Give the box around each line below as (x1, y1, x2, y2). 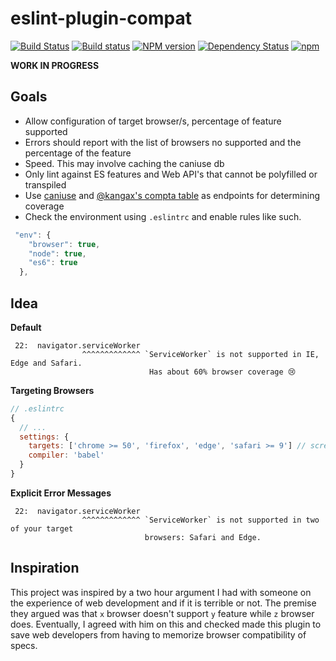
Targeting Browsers (10, 384, 95, 396)
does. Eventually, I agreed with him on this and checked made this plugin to (10, 618, 322, 630)
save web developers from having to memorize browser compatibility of (10, 628, 307, 641)
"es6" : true (28, 258, 78, 268)
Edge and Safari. (10, 358, 83, 368)
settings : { (19, 432, 70, 442)
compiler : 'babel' (28, 450, 105, 461)
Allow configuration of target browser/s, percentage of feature (24, 115, 282, 127)
